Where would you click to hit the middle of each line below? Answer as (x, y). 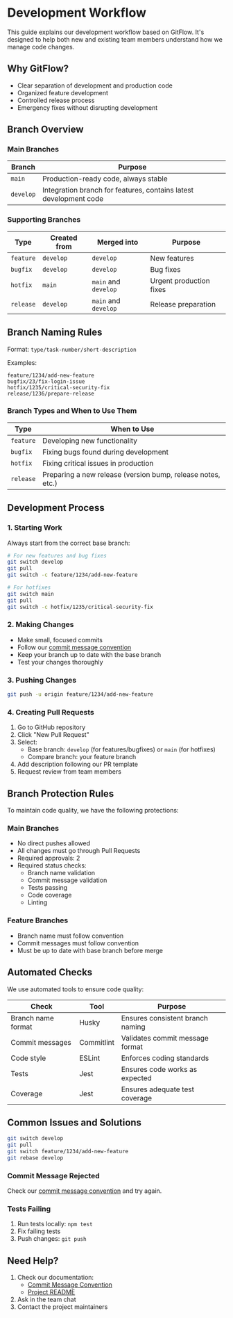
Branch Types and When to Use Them (72, 411)
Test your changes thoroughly (60, 662)
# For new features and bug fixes (57, 555)
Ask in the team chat (46, 1300)
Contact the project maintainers (62, 1307)
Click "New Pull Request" (53, 735)
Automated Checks (50, 972)
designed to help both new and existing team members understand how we (115, 39)
